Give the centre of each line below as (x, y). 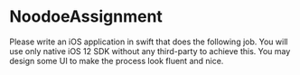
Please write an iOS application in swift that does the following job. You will (149, 42)
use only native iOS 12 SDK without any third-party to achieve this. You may (150, 51)
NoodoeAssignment (86, 17)
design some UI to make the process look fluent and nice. (117, 61)
